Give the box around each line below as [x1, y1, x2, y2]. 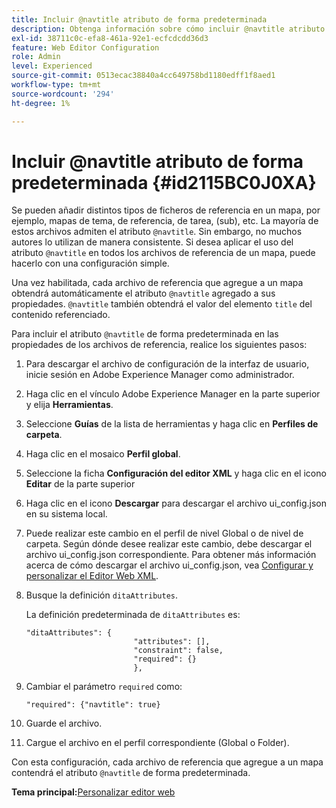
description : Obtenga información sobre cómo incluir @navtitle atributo [11, 24, 326, 34]
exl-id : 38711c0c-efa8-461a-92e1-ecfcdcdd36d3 [11, 33, 209, 43]
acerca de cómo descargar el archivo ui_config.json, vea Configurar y [25, 559, 314, 571]
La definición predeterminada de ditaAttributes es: [25, 609, 241, 621]
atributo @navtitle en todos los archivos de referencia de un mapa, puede [11, 247, 316, 259]
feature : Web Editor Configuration [11, 42, 160, 53]
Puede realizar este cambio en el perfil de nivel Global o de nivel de [25, 527, 304, 540]
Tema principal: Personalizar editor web [11, 786, 176, 798]
